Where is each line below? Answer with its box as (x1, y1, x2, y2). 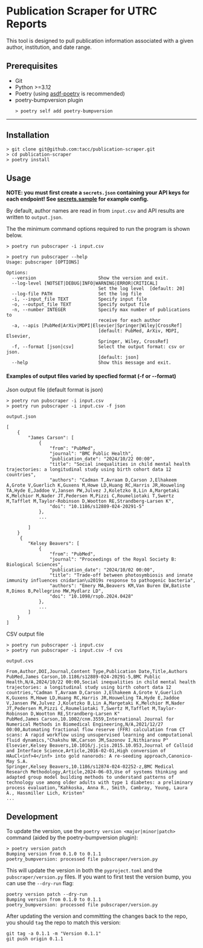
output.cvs (6, 657, 34, 664)
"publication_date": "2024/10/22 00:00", (49, 456, 155, 462)
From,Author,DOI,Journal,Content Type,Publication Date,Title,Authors (6, 668, 188, 674)
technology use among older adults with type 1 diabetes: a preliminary (6, 779, 193, 785)
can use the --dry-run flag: (6, 880, 74, 887)
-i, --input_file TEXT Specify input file (11, 296, 147, 303)
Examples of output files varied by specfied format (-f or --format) (6, 372, 176, 379)
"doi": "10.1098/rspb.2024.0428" (49, 593, 134, 599)
